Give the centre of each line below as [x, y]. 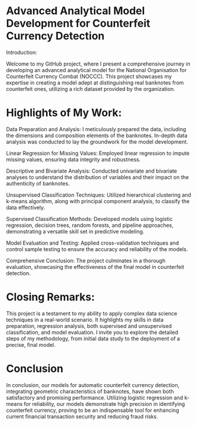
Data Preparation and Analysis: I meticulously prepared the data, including [96, 129]
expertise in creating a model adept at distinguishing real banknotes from [95, 82]
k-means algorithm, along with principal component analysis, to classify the [98, 201]
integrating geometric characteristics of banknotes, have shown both [90, 391]
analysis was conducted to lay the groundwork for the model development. [97, 142]
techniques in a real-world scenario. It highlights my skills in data [85, 320]
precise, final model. [31, 344]
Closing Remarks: [51, 297]
